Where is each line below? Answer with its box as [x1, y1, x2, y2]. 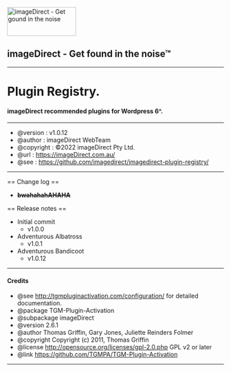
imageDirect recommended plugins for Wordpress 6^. [7, 107, 164, 115]
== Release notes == [7, 205, 67, 213]
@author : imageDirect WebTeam [16, 136, 111, 144]
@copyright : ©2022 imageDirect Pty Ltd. [16, 143, 135, 152]
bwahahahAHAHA [16, 191, 71, 199]
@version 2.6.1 [16, 321, 58, 329]
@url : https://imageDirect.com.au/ [16, 151, 115, 159]
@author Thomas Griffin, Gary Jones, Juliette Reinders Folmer [16, 329, 194, 337]
